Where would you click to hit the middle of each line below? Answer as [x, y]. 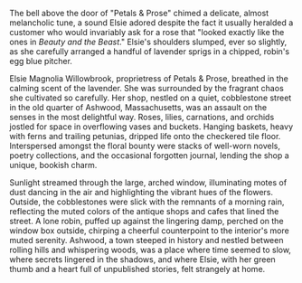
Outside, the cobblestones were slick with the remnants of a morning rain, [147, 202]
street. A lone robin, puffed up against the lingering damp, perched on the [146, 221]
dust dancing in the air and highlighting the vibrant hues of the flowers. [142, 192]
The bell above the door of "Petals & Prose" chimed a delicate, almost [139, 13]
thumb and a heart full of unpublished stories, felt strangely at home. [137, 269]
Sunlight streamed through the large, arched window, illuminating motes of [148, 183]
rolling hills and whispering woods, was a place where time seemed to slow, [151, 250]
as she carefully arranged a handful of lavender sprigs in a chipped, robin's [150, 52]
